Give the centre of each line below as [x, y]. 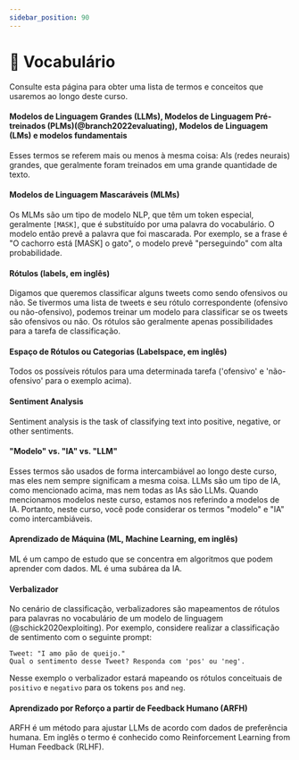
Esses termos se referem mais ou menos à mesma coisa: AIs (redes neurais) [150, 155]
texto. [20, 174]
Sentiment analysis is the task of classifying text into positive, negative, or [145, 421]
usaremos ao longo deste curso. [68, 96]
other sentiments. [42, 431]
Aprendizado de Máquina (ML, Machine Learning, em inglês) [124, 539]
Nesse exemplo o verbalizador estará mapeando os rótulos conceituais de [146, 678]
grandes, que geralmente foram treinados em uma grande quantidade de [143, 165]
